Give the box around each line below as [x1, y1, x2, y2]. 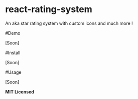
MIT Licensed [5, 88, 34, 94]
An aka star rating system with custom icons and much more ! [5, 20, 133, 26]
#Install [5, 49, 21, 56]
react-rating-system [5, 4, 93, 15]
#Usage [5, 69, 22, 75]
